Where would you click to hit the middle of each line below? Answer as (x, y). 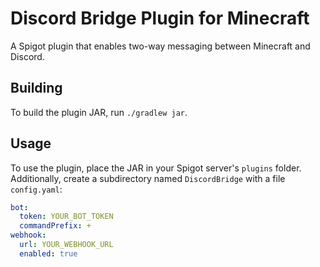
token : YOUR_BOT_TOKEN (66, 217)
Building (36, 88)
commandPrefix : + (55, 226)
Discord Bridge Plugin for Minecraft (160, 18)
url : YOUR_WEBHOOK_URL (66, 245)
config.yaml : (36, 189)
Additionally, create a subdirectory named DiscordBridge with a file (148, 178)
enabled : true (48, 253)
